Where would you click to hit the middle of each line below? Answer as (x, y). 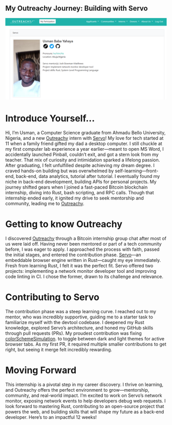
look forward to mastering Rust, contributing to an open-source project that (85, 406)
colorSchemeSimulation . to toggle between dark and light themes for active (85, 338)
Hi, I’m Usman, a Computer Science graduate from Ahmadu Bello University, (85, 132)
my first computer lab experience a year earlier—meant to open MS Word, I (84, 149)
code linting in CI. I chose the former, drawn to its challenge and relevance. (84, 276)
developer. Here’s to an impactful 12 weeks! (51, 417)
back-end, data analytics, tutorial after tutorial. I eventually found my (88, 176)
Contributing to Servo (52, 297)
